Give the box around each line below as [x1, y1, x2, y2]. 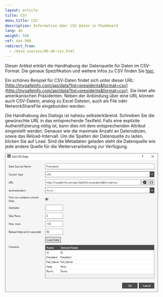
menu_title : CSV [5, 18, 38, 23]
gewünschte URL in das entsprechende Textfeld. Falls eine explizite [5, 117, 140, 123]
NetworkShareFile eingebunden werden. [5, 103, 86, 109]
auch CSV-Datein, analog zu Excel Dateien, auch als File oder [5, 98, 128, 104]
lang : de [5, 28, 23, 33]
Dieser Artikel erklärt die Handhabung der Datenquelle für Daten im [5, 63, 139, 68]
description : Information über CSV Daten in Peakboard [5, 23, 118, 28]
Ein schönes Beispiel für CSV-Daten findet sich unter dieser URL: [5, 77, 135, 83]
